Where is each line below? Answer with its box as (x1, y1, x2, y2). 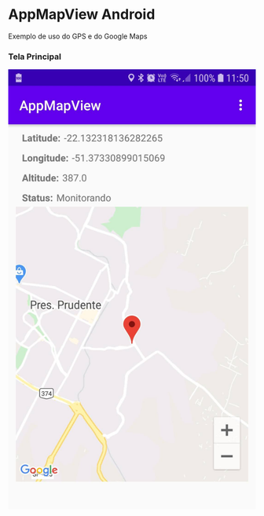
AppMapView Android (8, 5, 156, 24)
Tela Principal (8, 51, 61, 62)
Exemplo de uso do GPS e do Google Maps (8, 31, 148, 41)
